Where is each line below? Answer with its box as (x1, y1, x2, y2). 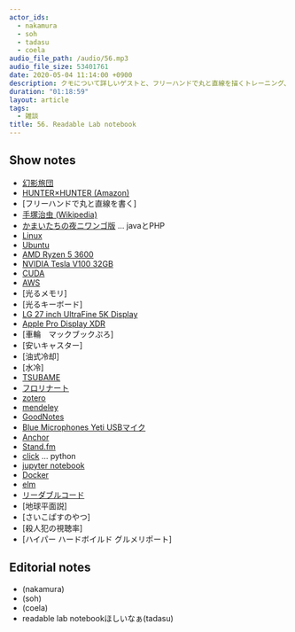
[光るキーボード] (21, 299, 83, 309)
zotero (21, 392, 46, 403)
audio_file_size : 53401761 (9, 63, 109, 72)
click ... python (21, 450, 77, 461)
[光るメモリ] (21, 287, 68, 298)
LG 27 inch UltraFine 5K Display (21, 308, 138, 319)
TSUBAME (21, 371, 61, 382)
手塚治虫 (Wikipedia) (21, 209, 97, 220)
